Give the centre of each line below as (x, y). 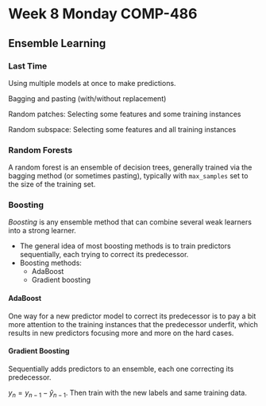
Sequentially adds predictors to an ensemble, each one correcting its (121, 369)
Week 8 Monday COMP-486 (103, 14)
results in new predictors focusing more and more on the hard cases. (121, 333)
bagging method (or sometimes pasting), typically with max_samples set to (128, 176)
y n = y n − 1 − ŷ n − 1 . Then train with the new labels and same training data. (128, 393)
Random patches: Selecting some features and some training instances (125, 114)
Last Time (28, 66)
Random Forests (40, 150)
